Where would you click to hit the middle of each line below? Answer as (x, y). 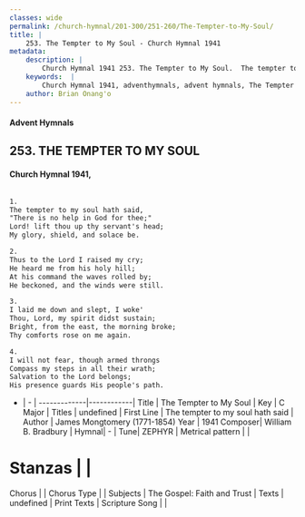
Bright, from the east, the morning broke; (93, 327)
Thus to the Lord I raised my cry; (77, 259)
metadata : (28, 52)
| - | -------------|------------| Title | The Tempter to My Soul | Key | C (154, 403)
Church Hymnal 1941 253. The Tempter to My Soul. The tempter (164, 69)
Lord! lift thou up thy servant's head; (87, 227)
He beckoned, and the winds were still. (87, 285)
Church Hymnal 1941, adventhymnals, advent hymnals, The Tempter (168, 85)
